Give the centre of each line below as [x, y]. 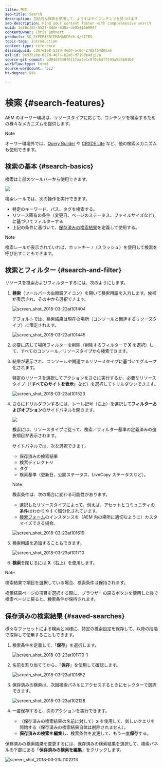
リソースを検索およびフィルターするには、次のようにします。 [66, 283]
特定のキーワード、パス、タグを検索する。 [55, 209]
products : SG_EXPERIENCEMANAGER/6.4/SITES [49, 37]
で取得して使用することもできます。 [41, 635]
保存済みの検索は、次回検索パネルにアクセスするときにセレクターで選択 [84, 685]
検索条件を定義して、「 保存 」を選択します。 [55, 645]
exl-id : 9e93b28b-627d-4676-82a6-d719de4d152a [53, 55]
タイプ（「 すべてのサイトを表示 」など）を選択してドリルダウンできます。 [85, 384]
